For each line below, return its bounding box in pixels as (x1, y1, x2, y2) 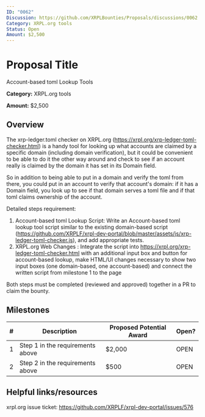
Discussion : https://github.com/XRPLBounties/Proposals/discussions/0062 (6, 15, 198, 21)
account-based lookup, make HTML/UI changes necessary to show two (15, 256, 196, 263)
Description (42, 327, 77, 335)
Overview (6, 120, 45, 130)
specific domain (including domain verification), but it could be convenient (6, 149, 193, 156)
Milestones (6, 305, 50, 316)
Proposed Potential (109, 323, 167, 331)
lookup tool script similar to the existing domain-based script (15, 223, 168, 231)
